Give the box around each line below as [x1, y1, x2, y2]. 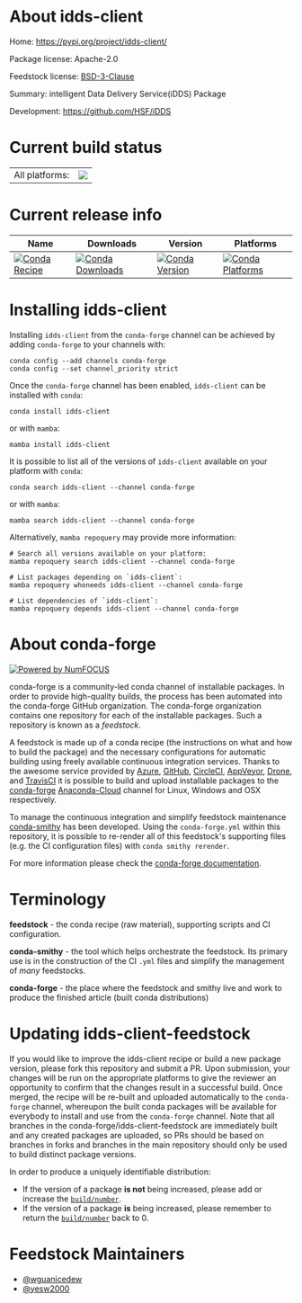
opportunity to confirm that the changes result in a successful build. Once [9, 1082, 283, 1093]
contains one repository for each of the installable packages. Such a [9, 710, 262, 720]
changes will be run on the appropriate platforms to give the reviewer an [9, 1072, 277, 1083]
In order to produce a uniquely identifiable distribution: [9, 1166, 211, 1177]
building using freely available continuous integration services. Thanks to [9, 755, 280, 766]
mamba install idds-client [9, 440, 111, 449]
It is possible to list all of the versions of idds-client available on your [9, 456, 268, 467]
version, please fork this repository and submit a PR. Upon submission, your [9, 1063, 290, 1074]
